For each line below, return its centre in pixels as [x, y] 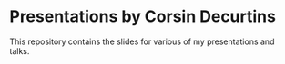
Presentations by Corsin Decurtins [142, 17]
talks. [20, 50]
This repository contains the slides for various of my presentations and [142, 41]
